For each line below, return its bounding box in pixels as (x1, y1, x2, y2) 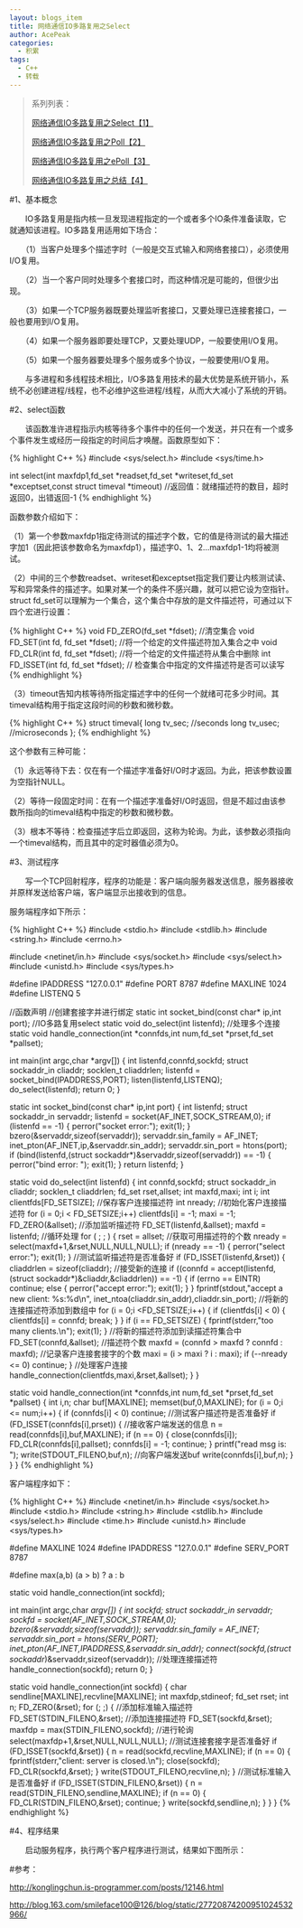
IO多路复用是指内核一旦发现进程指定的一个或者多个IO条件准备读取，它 (24, 213, 287, 224)
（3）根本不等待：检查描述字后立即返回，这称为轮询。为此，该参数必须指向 (9, 826, 291, 837)
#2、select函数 (9, 404, 66, 415)
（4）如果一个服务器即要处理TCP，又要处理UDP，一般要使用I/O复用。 (24, 335, 283, 346)
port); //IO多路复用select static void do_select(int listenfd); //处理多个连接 (9, 1017, 281, 1028)
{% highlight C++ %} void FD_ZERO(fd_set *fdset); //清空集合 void (9, 625, 255, 636)
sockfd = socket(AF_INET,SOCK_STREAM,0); (9, 1614, 177, 1624)
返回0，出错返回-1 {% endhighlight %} (9, 491, 151, 502)
